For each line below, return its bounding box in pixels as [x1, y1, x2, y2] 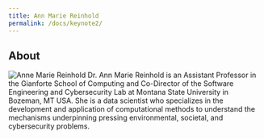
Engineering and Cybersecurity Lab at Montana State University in [8, 88, 228, 97]
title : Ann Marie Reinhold [8, 11, 99, 20]
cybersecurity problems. [8, 121, 90, 131]
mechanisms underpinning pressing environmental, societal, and [8, 113, 224, 123]
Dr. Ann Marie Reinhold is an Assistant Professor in [87, 70, 257, 80]
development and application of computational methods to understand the [8, 104, 256, 114]
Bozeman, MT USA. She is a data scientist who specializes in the [8, 96, 224, 105]
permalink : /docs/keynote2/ [8, 19, 103, 27]
